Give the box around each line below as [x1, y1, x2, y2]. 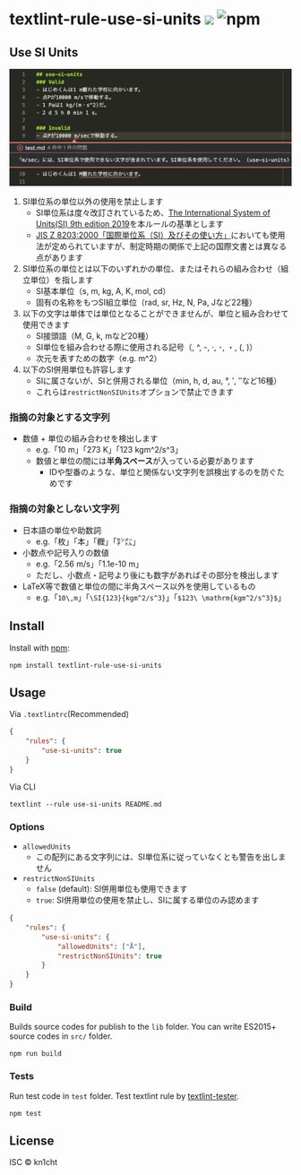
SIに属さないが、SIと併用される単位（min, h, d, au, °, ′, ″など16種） [35, 376, 282, 386]
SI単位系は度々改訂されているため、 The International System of [35, 207, 271, 219]
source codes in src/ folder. [9, 1031, 113, 1041]
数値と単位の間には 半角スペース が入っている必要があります [35, 455, 255, 466]
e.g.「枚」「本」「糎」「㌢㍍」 [35, 536, 141, 547]
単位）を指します [30, 274, 94, 286]
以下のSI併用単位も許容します [21, 364, 133, 376]
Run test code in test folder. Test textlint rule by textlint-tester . [9, 1090, 240, 1102]
